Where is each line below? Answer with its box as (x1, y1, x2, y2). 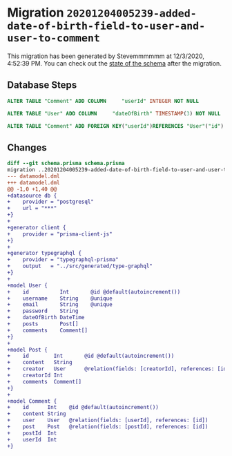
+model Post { (7, 346, 48, 353)
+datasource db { (7, 192, 57, 199)
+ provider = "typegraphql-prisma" (7, 256, 119, 263)
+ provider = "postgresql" (7, 198, 95, 205)
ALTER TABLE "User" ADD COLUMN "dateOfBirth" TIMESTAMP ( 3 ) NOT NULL (7, 110, 221, 117)
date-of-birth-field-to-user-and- (7, 19, 206, 32)
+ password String (7, 307, 79, 315)
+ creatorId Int (7, 372, 64, 379)
